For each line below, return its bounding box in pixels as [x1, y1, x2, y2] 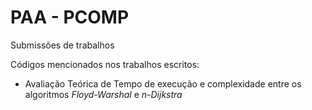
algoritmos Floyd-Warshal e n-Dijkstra [24, 88, 183, 100]
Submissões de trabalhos [10, 39, 115, 51]
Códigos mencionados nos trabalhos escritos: [10, 58, 200, 70]
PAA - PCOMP [10, 6, 130, 29]
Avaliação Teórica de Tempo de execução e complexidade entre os [24, 77, 302, 90]
